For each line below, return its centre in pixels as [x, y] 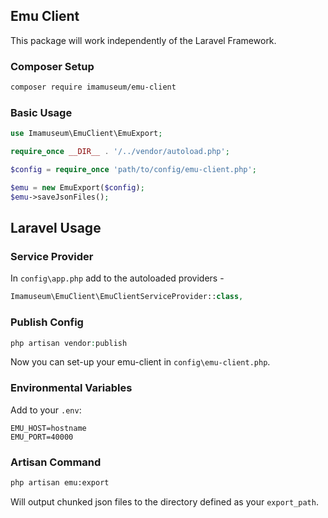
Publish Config [47, 322]
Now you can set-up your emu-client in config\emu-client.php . [140, 362]
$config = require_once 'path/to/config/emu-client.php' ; [133, 170]
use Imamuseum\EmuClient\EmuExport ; [86, 134]
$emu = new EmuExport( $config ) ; [77, 187]
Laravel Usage [56, 228]
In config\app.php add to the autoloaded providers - [117, 278]
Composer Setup [52, 66]
